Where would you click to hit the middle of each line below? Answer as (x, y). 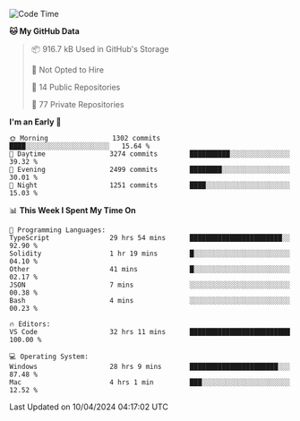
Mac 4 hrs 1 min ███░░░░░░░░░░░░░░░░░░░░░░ (150, 382)
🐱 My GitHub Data (45, 31)
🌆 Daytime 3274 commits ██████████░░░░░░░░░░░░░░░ (150, 154)
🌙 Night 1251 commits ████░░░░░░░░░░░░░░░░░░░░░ (150, 185)
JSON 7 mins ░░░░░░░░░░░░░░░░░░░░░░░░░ (150, 285)
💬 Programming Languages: (57, 230)
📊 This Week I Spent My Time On (73, 210)
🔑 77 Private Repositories (77, 104)
